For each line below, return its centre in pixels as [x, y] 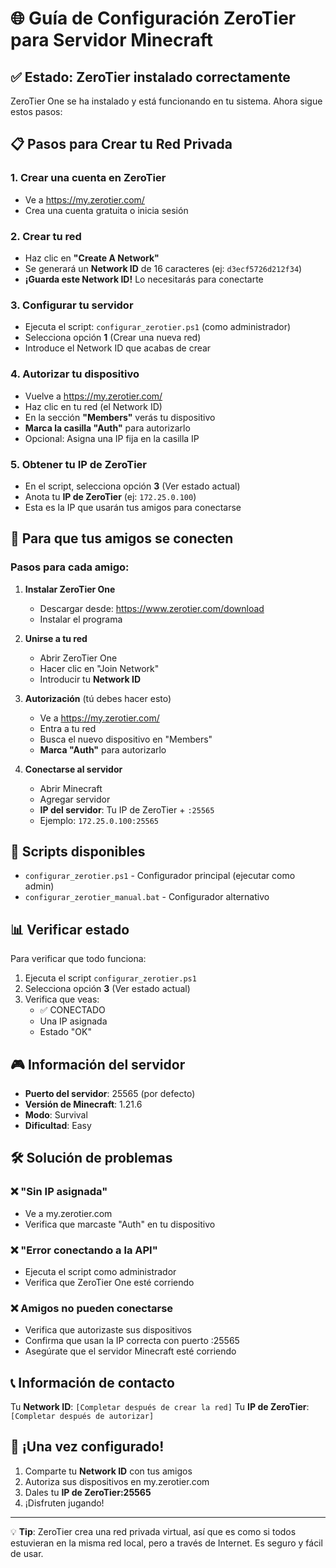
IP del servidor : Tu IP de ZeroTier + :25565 [127, 809]
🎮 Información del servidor [98, 1064]
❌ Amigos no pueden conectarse [92, 1308]
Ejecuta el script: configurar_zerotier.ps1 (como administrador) [158, 327]
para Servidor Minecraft [111, 40]
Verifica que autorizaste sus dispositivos [108, 1330]
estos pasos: [36, 111]
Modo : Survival [56, 1115]
